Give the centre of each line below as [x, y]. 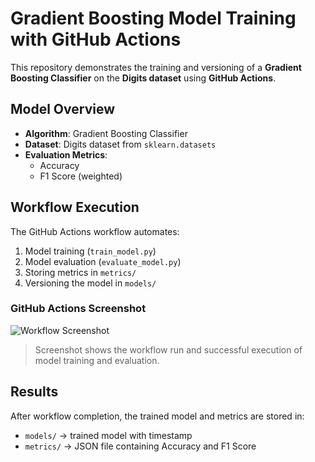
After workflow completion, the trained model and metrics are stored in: [157, 416]
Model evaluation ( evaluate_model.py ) [103, 261]
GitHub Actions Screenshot [78, 309]
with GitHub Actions [96, 39]
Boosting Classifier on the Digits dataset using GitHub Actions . [143, 78]
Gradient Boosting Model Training [153, 18]
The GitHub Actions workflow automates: [95, 231]
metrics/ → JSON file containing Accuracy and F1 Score [140, 446]
